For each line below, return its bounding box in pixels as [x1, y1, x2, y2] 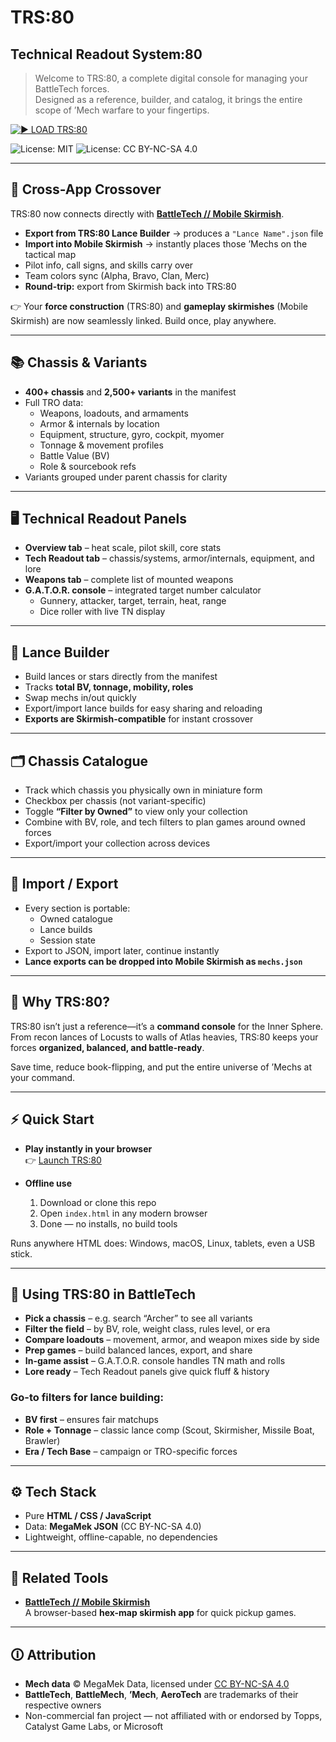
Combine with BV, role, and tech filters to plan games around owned [24, 816, 306, 828]
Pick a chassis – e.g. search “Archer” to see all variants [24, 1312, 253, 1325]
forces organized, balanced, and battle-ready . [10, 1041, 205, 1053]
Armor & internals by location [39, 417, 160, 430]
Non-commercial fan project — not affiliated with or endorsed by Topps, [24, 1710, 323, 1722]
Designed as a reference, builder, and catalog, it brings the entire [34, 94, 303, 105]
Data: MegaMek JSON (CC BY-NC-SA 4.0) [24, 1521, 202, 1533]
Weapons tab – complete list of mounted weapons [24, 574, 234, 586]
